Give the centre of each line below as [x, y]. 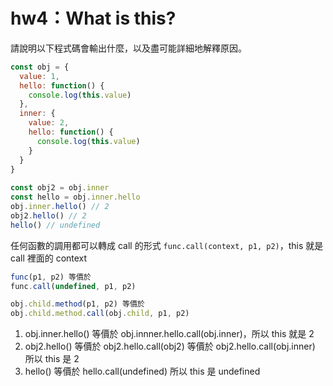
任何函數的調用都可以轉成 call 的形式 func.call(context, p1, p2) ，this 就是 [167, 245]
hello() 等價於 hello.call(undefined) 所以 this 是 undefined [142, 371]
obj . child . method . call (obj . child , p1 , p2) [100, 314]
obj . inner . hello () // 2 [60, 207]
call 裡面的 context [49, 258]
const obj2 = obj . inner [60, 188]
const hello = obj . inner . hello [75, 197]
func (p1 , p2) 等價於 [51, 277]
